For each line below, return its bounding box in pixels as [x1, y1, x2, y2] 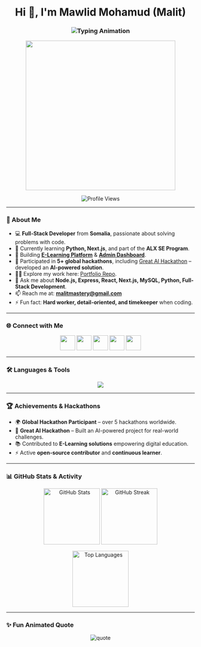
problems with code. [14, 238, 66, 245]
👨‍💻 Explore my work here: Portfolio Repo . [14, 270, 117, 277]
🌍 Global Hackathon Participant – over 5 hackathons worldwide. [14, 418, 176, 426]
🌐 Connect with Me [6, 321, 64, 330]
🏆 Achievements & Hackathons [6, 402, 100, 411]
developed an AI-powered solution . [14, 263, 104, 271]
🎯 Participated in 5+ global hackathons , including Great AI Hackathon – [14, 257, 192, 265]
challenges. [14, 433, 44, 441]
